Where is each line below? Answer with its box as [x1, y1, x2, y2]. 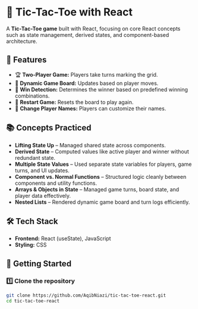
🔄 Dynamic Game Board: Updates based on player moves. [14, 80, 159, 87]
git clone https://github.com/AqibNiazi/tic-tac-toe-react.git [6, 292, 166, 299]
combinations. [14, 92, 50, 99]
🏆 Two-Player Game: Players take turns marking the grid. [14, 71, 158, 78]
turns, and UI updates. [14, 166, 70, 174]
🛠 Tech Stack [6, 216, 58, 226]
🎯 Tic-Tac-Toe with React [6, 5, 133, 19]
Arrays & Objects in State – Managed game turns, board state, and [14, 185, 180, 193]
